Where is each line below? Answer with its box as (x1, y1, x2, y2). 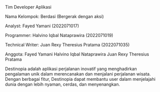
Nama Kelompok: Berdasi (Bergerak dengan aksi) (5, 14, 104, 19)
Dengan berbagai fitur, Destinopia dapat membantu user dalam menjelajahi (5, 76, 156, 82)
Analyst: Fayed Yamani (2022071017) (5, 23, 80, 29)
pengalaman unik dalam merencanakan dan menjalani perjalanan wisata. (5, 71, 151, 77)
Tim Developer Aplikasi (5, 4, 52, 10)
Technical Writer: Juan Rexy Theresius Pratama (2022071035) (5, 42, 130, 48)
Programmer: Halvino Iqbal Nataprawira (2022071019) (5, 33, 114, 38)
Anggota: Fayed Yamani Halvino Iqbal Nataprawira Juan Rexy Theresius (5, 51, 149, 57)
